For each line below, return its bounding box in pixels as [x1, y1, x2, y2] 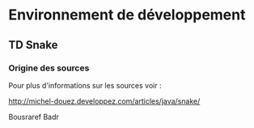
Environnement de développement [8, 6, 246, 24]
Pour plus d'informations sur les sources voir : [8, 80, 162, 90]
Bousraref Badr [8, 112, 59, 122]
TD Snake [8, 38, 58, 52]
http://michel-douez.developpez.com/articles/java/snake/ [8, 96, 201, 106]
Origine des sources [8, 62, 90, 74]
